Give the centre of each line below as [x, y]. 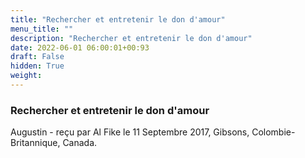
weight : [26, 76]
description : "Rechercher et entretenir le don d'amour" [131, 38]
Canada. [80, 143]
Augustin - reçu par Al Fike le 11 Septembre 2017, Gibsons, [130, 132]
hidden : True [37, 66]
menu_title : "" [42, 29]
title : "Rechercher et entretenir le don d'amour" [118, 19]
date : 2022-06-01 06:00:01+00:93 [80, 47]
